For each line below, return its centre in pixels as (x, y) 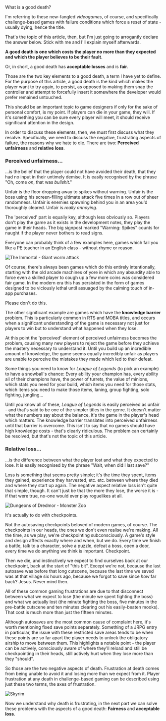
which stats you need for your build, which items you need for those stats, (81, 385)
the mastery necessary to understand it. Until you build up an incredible (78, 348)
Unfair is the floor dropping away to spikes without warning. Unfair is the (79, 192)
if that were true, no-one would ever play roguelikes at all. (64, 496)
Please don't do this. (26, 303)
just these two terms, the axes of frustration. (50, 684)
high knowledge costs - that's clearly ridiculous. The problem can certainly (82, 431)
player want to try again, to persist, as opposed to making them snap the (79, 87)
